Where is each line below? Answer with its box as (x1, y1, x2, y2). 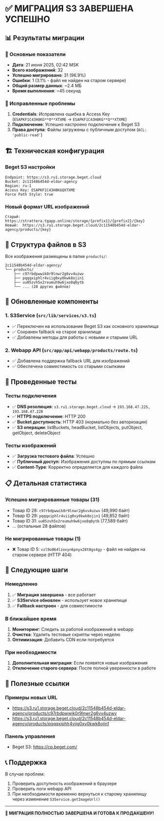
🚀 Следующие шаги (5, 566, 68, 574)
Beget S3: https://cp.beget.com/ (12, 744, 77, 750)
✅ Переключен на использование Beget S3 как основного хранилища (12, 323, 159, 329)
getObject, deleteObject (12, 430, 61, 435)
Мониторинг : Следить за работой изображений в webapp (12, 626, 134, 632)
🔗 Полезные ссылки (5, 679, 70, 688)
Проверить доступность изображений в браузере (12, 780, 117, 786)
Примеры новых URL (5, 694, 58, 701)
